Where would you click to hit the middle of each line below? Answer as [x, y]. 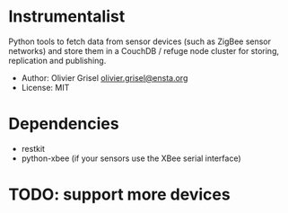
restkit [33, 148]
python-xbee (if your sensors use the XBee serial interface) [131, 158]
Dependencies [64, 124]
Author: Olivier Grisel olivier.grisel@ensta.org [105, 77]
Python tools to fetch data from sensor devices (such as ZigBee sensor [140, 41]
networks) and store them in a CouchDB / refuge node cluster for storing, [144, 50]
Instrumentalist [67, 17]
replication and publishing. [57, 60]
